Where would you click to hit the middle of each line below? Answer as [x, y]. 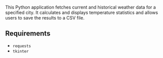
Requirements [28, 34]
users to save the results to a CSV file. [45, 18]
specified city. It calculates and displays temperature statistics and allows [82, 12]
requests [22, 46]
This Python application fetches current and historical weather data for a [81, 7]
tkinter [20, 51]
